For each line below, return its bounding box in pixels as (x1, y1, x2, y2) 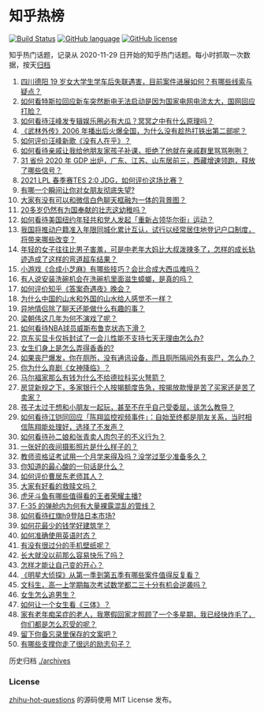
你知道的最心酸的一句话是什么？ (20, 461, 125, 470)
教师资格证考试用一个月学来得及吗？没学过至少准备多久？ (20, 452, 207, 461)
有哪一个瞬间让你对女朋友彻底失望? (20, 185, 135, 194)
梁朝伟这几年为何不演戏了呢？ (20, 313, 117, 323)
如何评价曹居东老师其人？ (20, 471, 104, 481)
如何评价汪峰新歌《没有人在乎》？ (20, 136, 132, 145)
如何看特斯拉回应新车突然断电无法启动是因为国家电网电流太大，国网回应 (20, 96, 255, 106)
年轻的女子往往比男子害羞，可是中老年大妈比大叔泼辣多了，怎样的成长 (20, 244, 249, 253)
